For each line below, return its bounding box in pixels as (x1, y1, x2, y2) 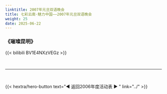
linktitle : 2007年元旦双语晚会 (5, 7, 65, 12)
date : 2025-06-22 (5, 21, 41, 26)
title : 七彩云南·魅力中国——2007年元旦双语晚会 (5, 12, 92, 17)
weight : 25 (5, 16, 28, 21)
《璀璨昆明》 (5, 38, 36, 45)
